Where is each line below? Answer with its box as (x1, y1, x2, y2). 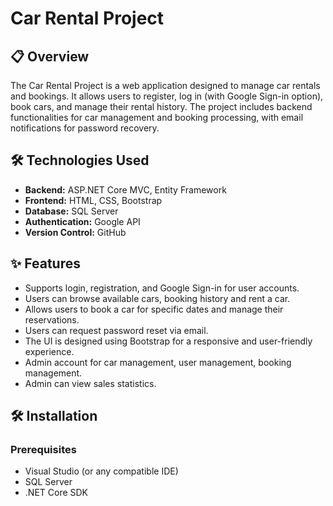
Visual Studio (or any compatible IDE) (24, 465, 179, 477)
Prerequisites (10, 442, 77, 456)
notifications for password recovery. (10, 122, 160, 134)
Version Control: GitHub (24, 226, 127, 238)
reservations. (24, 313, 80, 326)
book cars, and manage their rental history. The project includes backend (10, 101, 313, 112)
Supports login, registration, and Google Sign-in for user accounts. (24, 282, 300, 294)
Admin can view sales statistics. (24, 377, 157, 389)
